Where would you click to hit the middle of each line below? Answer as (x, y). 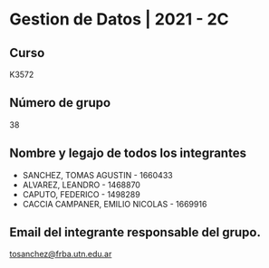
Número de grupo (60, 103)
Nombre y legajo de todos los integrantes (128, 153)
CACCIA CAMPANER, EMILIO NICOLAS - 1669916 (115, 204)
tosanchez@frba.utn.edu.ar (61, 254)
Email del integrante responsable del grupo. (135, 232)
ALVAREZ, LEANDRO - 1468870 (81, 185)
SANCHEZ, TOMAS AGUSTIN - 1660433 (98, 175)
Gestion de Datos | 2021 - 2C (119, 19)
